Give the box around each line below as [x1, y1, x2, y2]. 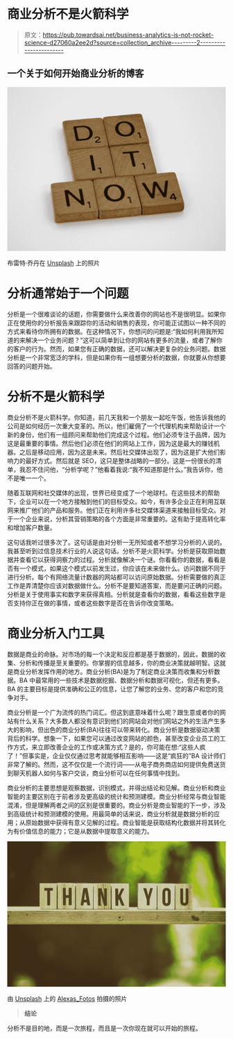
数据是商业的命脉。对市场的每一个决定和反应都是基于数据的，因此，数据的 [7, 650, 220, 658]
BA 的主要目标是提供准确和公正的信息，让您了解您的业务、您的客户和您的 [7, 684, 218, 693]
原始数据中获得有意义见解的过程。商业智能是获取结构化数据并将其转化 [25, 818, 226, 827]
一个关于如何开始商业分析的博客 [7, 67, 144, 80]
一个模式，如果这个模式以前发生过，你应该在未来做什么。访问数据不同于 [19, 564, 226, 573]
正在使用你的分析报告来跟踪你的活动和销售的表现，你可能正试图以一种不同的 [7, 319, 226, 327]
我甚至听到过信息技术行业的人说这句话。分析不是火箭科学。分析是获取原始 [7, 546, 220, 555]
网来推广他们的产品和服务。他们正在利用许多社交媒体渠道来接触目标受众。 [7, 506, 220, 514]
